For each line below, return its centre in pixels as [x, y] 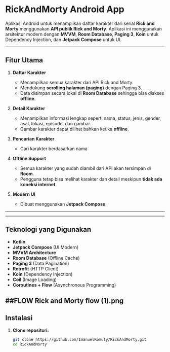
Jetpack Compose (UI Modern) [46, 247]
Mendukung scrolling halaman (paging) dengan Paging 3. [81, 88]
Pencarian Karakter [33, 138]
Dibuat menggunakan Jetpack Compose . [63, 204]
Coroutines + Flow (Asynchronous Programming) [64, 285]
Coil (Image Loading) [35, 279]
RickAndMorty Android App [65, 9]
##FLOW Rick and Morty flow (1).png [65, 301]
